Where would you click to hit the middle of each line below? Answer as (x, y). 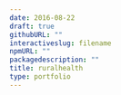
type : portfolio (40, 77)
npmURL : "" (30, 52)
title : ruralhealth (46, 69)
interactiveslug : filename (60, 43)
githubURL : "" (36, 34)
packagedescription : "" (55, 60)
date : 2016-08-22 (42, 18)
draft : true (32, 26)
